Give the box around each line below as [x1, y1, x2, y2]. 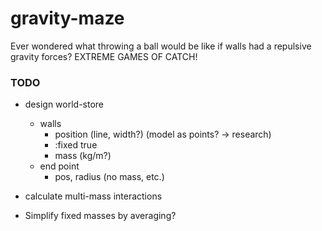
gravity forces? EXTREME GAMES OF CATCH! [10, 50, 198, 62]
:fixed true [54, 139, 98, 151]
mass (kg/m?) [54, 150, 112, 162]
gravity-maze [10, 7, 125, 30]
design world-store [24, 98, 105, 111]
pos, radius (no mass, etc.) [54, 171, 165, 183]
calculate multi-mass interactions [24, 190, 163, 202]
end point [39, 160, 80, 172]
